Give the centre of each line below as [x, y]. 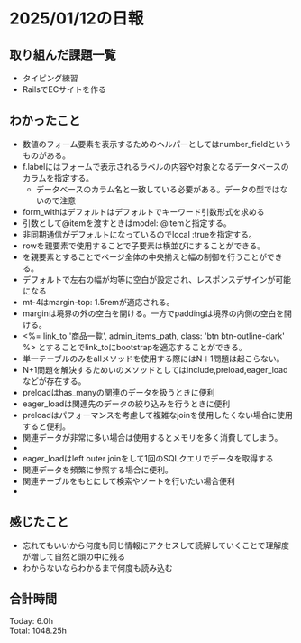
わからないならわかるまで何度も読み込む [97, 568]
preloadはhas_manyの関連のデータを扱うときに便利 [119, 392]
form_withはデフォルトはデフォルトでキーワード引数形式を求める [143, 211]
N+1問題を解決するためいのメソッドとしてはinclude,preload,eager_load [155, 369]
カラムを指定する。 [58, 178]
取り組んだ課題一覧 [63, 55]
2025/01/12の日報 [77, 19]
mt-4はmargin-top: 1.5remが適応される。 [98, 302]
